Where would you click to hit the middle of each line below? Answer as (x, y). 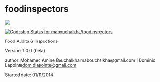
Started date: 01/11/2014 (29, 75)
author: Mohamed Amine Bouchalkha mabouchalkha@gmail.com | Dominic (80, 60)
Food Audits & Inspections (31, 41)
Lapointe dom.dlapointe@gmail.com (41, 65)
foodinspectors (37, 9)
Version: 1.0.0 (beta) (25, 50)
